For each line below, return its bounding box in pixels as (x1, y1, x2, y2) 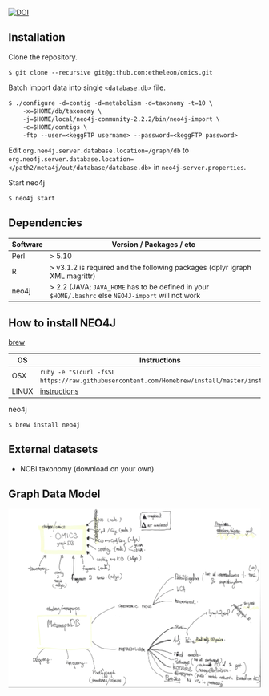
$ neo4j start (8, 194, 56, 202)
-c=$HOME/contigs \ (22, 123, 88, 132)
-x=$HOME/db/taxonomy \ (22, 107, 102, 115)
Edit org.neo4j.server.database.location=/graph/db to (8, 145, 190, 155)
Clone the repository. (8, 52, 78, 62)
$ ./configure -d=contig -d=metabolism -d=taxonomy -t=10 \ (8, 99, 214, 107)
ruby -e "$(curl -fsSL (39, 368, 116, 376)
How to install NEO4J (8, 316, 116, 330)
